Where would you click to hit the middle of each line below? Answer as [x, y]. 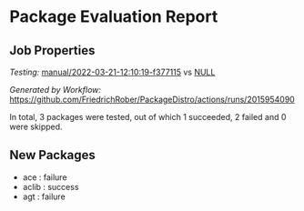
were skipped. [36, 126]
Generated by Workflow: [56, 90]
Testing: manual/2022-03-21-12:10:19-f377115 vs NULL [112, 72]
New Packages [52, 155]
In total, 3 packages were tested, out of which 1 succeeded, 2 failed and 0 [148, 117]
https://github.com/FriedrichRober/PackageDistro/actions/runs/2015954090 [152, 99]
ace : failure [45, 177]
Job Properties [52, 50]
